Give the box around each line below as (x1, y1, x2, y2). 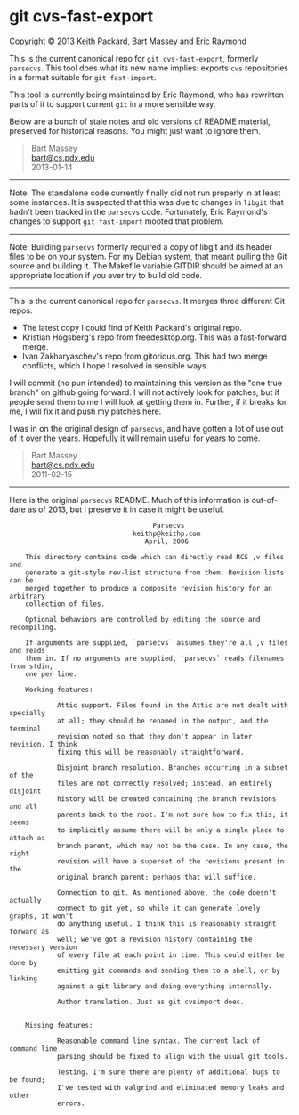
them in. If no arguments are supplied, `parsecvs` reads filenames (25, 654, 285, 663)
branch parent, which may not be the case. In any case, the (56, 841, 289, 850)
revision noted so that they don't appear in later (56, 731, 253, 741)
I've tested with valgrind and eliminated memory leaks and (56, 1083, 285, 1092)
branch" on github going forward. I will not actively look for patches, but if (9, 386, 280, 398)
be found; (9, 1075, 46, 1085)
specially (9, 708, 46, 717)
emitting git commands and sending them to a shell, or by (56, 966, 280, 975)
